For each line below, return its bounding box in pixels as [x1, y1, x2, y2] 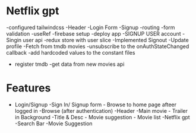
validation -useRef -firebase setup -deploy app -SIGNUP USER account [6, 30, 181, 37]
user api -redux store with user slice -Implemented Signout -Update [23, 36, 189, 43]
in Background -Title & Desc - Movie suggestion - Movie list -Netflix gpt [14, 113, 190, 121]
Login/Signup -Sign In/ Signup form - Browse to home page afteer [14, 101, 177, 108]
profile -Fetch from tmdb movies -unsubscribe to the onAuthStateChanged [6, 43, 189, 50]
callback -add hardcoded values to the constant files [6, 49, 135, 56]
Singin [6, 36, 22, 43]
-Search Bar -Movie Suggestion [14, 120, 93, 127]
